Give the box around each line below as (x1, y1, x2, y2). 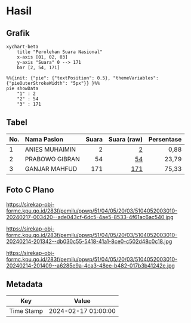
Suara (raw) (108, 135, 143, 143)
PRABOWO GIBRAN (24, 155, 80, 163)
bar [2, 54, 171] (17, 64, 60, 70)
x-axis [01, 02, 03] (17, 54, 68, 60)
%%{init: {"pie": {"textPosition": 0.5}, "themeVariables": (6, 75, 159, 81)
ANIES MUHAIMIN (24, 145, 76, 153)
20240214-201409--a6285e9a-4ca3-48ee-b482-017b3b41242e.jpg (6, 262, 175, 269)
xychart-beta (6, 44, 39, 50)
